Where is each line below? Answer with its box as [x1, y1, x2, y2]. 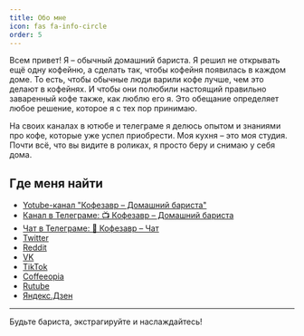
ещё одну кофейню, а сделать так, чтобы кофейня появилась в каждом [9, 64, 287, 75]
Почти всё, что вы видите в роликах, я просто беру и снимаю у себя [9, 139, 276, 150]
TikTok [22, 262, 48, 273]
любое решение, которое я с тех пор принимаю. [9, 103, 197, 114]
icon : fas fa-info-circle [9, 22, 107, 31]
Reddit [22, 242, 47, 254]
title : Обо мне [9, 13, 67, 23]
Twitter [22, 233, 50, 244]
